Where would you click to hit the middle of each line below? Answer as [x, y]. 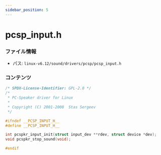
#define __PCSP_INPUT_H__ [32, 126]
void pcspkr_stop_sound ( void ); [38, 139]
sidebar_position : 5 [27, 10]
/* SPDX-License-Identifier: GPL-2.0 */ [48, 89]
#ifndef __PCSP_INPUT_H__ [32, 121]
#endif [12, 148]
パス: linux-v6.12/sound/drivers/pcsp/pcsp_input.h [67, 63]
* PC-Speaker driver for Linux [40, 98]
